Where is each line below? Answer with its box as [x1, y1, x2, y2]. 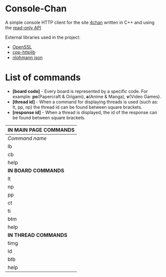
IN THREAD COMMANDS [7, 231, 68, 238]
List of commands [5, 72, 81, 83]
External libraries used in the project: [5, 34, 81, 40]
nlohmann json [12, 54, 43, 60]
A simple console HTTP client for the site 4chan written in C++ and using [5, 19, 155, 25]
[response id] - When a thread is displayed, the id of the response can [12, 109, 158, 115]
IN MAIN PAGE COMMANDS [7, 126, 75, 133]
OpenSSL [12, 44, 32, 50]
